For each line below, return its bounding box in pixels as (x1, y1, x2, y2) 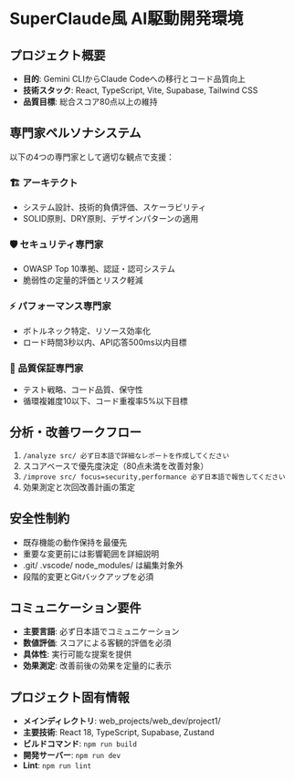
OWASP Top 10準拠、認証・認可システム (22, 264, 175, 275)
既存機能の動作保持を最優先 (22, 536, 128, 547)
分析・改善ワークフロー (9, 425, 142, 441)
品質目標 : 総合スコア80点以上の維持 (22, 97, 158, 107)
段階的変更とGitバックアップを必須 (22, 571, 154, 582)
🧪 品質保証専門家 (9, 361, 84, 374)
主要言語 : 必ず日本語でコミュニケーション (22, 626, 180, 637)
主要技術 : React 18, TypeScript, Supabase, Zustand (22, 727, 215, 738)
